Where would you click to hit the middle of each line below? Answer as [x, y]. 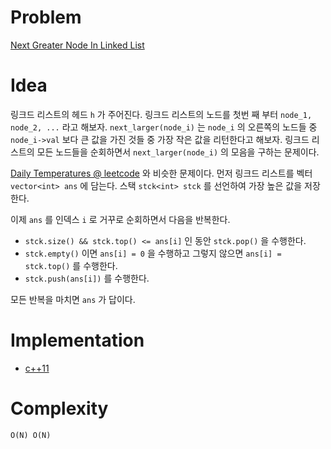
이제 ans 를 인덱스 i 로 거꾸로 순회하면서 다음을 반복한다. [120, 219]
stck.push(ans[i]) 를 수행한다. [87, 278]
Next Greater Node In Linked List [77, 45]
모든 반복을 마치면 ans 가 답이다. [73, 299]
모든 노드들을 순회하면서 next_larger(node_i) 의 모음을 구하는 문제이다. [178, 152]
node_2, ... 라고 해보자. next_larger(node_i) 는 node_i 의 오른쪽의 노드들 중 [164, 127]
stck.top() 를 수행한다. [71, 265]
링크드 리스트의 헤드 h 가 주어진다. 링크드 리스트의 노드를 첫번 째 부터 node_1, [161, 114]
